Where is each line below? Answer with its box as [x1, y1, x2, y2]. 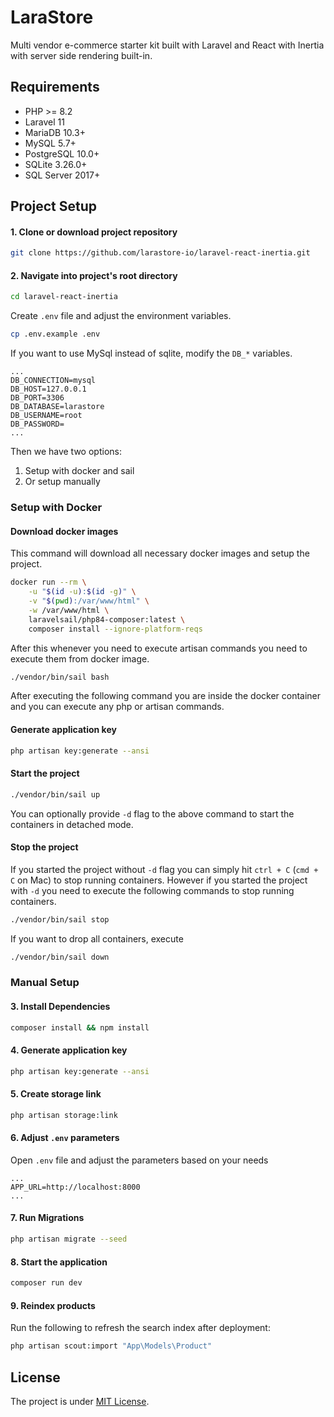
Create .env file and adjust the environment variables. [10, 310, 232, 322]
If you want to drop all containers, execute [10, 932, 184, 945]
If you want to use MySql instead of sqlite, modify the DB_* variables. [10, 347, 293, 360]
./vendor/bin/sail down [10, 952, 110, 962]
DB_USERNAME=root [10, 411, 83, 421]
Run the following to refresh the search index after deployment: [10, 1322, 271, 1334]
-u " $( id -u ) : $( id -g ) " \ [28, 587, 137, 597]
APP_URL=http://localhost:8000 [10, 1182, 141, 1192]
